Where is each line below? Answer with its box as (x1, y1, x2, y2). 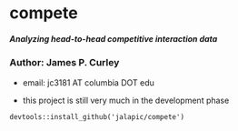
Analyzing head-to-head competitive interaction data (9, 33, 218, 44)
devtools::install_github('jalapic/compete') (9, 112, 184, 121)
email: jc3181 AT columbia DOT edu (22, 76, 154, 88)
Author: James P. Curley (9, 56, 120, 69)
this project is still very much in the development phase (22, 95, 230, 106)
